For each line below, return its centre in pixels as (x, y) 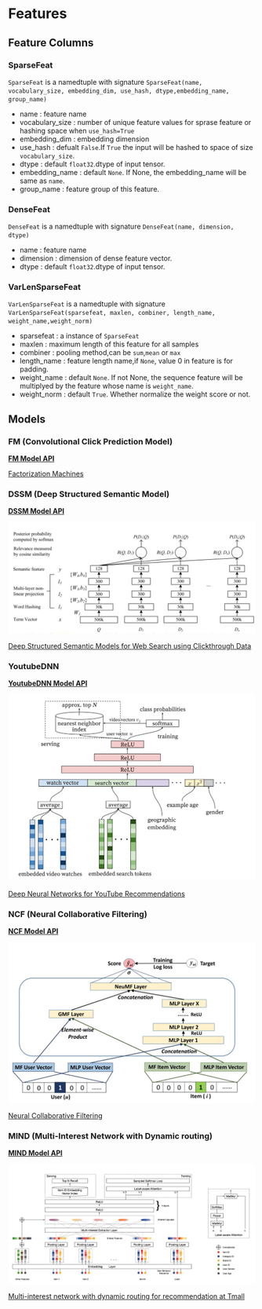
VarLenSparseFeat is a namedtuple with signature (87, 304)
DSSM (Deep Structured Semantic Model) (89, 494)
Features (38, 14)
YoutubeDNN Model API (48, 683)
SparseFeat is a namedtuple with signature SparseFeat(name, (105, 82)
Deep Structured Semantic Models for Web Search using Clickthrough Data (130, 645)
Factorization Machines (46, 474)
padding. (34, 369)
